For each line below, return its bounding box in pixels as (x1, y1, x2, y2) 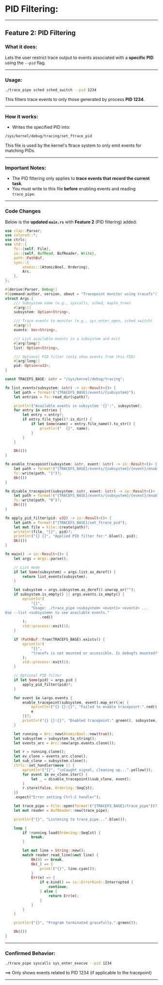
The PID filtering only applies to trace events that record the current (12, 176, 150, 181)
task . (12, 181, 23, 186)
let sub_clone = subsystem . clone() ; (14, 759, 88, 764)
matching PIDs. (5, 147, 35, 153)
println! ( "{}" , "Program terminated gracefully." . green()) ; (14, 921, 138, 925)
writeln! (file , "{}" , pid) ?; (14, 529, 73, 534)
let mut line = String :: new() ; (22, 848, 86, 853)
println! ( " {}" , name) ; (39, 426, 90, 431)
